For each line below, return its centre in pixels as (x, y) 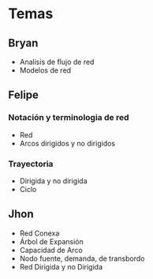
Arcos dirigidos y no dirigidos (67, 143)
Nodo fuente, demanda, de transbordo (82, 258)
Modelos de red (45, 70)
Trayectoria (31, 164)
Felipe (24, 95)
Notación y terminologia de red (69, 118)
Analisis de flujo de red (57, 62)
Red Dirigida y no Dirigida (61, 266)
